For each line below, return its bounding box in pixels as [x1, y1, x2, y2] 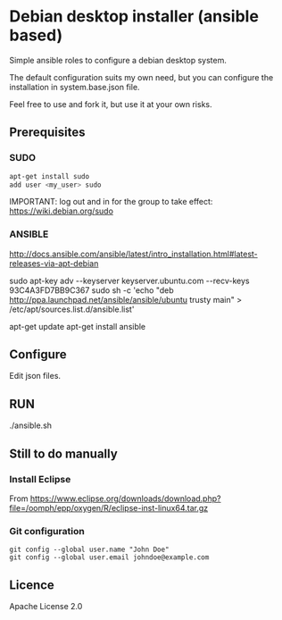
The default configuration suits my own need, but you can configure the [9, 71, 274, 82]
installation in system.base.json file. [9, 81, 140, 92]
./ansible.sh [9, 420, 52, 431]
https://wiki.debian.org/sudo [9, 205, 114, 216]
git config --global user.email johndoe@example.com [9, 553, 210, 562]
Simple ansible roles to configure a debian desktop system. [9, 54, 228, 65]
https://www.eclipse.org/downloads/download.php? [29, 493, 221, 504]
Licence [9, 577, 55, 592]
